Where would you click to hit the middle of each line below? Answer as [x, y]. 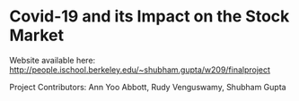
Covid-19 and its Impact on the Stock [149, 17]
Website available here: [53, 60]
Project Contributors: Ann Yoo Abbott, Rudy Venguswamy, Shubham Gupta [148, 87]
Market [37, 35]
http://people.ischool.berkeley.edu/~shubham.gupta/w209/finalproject [140, 70]
